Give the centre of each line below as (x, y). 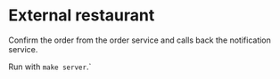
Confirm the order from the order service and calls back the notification (140, 40)
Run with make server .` (50, 67)
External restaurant (82, 16)
